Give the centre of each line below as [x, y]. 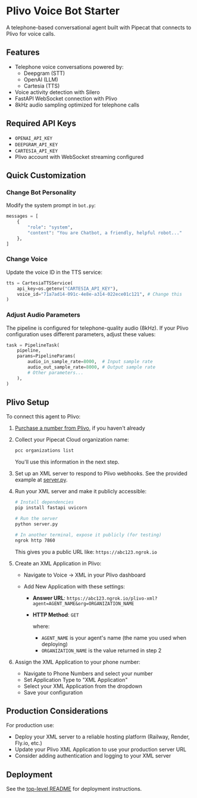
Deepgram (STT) [44, 73]
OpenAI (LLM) [41, 79]
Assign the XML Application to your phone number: [78, 662]
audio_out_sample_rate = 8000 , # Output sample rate [92, 367]
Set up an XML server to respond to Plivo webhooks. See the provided [101, 474]
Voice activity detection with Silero [57, 92]
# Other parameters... [56, 373]
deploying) [55, 644]
